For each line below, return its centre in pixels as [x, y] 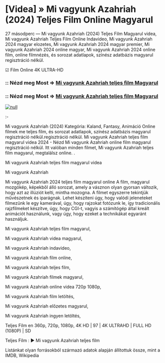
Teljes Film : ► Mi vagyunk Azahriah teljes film [53, 341]
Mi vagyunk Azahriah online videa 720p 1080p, [53, 287]
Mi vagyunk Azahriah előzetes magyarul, [47, 306]
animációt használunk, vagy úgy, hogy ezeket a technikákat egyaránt [76, 214]
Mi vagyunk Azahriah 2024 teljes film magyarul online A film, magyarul [78, 182]
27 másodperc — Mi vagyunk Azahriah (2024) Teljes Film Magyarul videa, [81, 33]
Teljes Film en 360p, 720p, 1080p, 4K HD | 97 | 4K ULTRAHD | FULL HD [78, 326]
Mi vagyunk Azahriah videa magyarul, [44, 239]
